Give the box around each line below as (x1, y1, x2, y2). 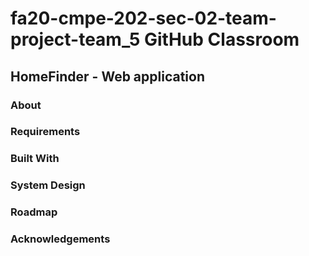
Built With (10, 152, 60, 166)
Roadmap (10, 205, 58, 219)
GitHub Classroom (144, 28, 300, 51)
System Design (10, 178, 86, 192)
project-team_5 (10, 28, 141, 51)
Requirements (10, 125, 81, 139)
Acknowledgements (10, 232, 111, 246)
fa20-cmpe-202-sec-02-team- (10, 7, 277, 30)
